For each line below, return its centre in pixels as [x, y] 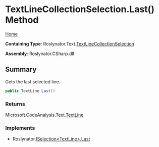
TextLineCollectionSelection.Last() [80, 9]
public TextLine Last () [30, 91]
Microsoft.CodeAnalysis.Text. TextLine [44, 115]
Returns [15, 104]
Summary [21, 69]
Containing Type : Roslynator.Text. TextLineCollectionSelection [70, 43]
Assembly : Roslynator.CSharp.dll [40, 54]
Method [22, 20]
